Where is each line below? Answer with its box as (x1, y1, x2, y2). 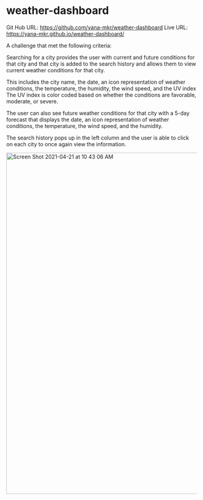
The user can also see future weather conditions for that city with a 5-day (6, 109, 190, 117)
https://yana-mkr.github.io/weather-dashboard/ (6, 30, 124, 37)
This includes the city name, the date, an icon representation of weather (6, 78, 186, 86)
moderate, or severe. (6, 98, 59, 105)
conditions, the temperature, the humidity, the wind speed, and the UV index (6, 84, 196, 92)
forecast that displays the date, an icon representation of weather (6, 116, 169, 123)
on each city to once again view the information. (6, 140, 127, 147)
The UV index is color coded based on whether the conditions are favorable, (6, 91, 196, 98)
